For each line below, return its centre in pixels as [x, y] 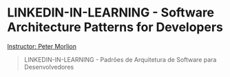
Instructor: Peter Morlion [42, 46]
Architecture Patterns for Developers [115, 27]
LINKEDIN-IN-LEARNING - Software [111, 13]
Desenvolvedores [49, 67]
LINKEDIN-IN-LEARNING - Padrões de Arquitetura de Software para [120, 59]
